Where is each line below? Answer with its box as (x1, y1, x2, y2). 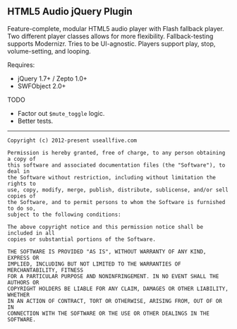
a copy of (7, 155, 37, 162)
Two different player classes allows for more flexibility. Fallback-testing (7, 32, 214, 40)
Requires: (7, 60, 35, 69)
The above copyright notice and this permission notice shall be (7, 223, 203, 230)
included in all (7, 229, 55, 237)
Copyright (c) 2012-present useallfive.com (7, 137, 138, 144)
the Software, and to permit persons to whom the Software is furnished (7, 198, 226, 205)
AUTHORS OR (7, 279, 39, 286)
